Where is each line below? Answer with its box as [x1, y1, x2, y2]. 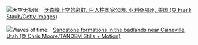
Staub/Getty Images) [6, 13, 58, 20]
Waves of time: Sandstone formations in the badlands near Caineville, [12, 27, 187, 33]
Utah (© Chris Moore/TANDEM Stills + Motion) [6, 33, 121, 40]
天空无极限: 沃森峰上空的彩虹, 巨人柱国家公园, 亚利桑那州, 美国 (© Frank [12, 7, 192, 13]
